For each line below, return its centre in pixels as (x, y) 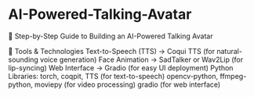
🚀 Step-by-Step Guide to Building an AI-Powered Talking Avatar (111, 36)
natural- (230, 51)
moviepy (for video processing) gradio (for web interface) (127, 84)
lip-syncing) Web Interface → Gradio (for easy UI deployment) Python (121, 67)
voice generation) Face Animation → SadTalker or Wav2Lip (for (142, 59)
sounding (24, 59)
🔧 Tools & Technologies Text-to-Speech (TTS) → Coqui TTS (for (112, 51)
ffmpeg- (233, 76)
